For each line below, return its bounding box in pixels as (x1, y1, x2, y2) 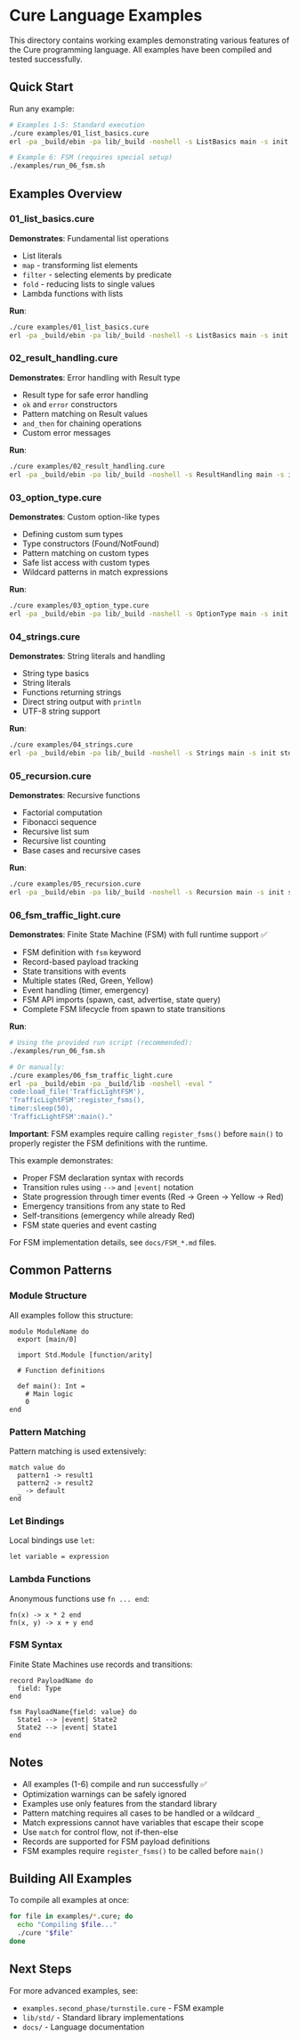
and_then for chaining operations (21, 418, 142, 429)
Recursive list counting (21, 836, 107, 846)
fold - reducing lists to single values (21, 278, 156, 290)
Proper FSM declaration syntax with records (21, 1172, 184, 1183)
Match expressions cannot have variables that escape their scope (21, 1816, 264, 1827)
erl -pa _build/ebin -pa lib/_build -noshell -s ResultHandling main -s (9, 469, 285, 479)
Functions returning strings (21, 687, 122, 698)
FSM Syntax (9, 1638, 63, 1651)
